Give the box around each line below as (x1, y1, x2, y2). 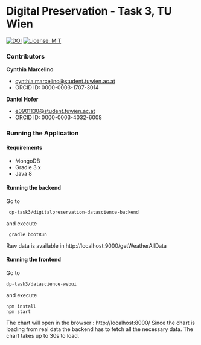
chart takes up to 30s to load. (6, 332, 80, 339)
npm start (6, 308, 31, 315)
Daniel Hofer (6, 95, 39, 103)
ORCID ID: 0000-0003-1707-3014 (14, 84, 100, 91)
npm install (6, 303, 36, 309)
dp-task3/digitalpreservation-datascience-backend (8, 209, 139, 215)
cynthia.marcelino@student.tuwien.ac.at (14, 77, 116, 85)
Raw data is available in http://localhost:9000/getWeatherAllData (6, 242, 167, 249)
